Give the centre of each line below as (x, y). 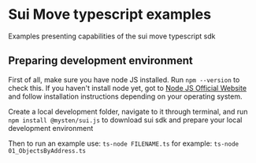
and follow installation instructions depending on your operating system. (125, 96)
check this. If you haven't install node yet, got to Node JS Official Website (127, 88)
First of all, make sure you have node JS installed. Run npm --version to (124, 79)
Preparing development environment (100, 61)
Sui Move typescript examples (109, 14)
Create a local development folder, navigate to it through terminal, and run (128, 111)
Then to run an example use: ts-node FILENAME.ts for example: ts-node (123, 143)
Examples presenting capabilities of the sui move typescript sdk (112, 36)
